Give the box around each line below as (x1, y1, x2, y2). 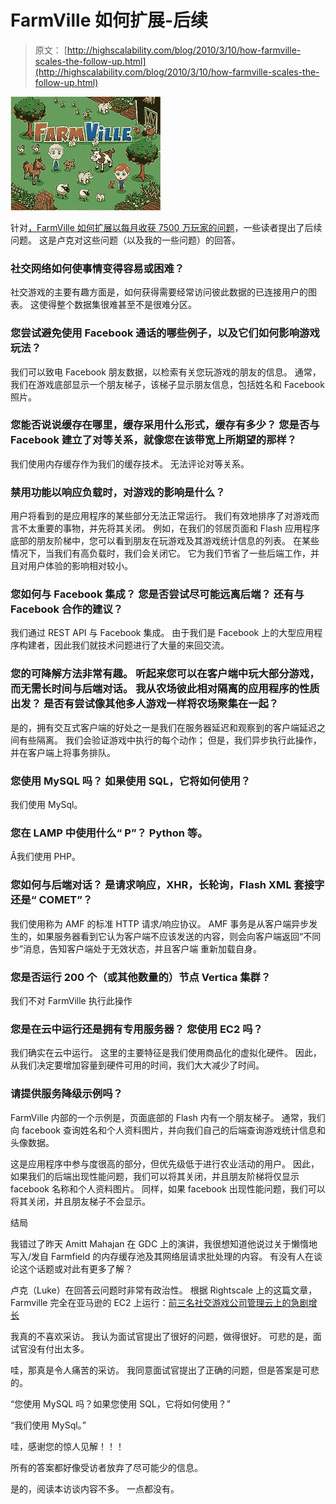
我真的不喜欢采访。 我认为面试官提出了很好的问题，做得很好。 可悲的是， (10, 1330, 313, 1342)
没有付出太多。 (27, 1342, 90, 1355)
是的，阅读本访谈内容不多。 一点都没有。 (10, 1482, 180, 1495)
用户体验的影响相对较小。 (27, 560, 133, 572)
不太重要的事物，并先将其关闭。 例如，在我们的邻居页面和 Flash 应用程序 (18, 522, 320, 535)
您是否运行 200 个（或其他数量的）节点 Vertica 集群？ (10, 970, 272, 984)
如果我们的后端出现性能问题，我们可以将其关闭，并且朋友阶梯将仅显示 (10, 1170, 300, 1182)
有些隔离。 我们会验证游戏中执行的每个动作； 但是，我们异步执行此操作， (18, 734, 322, 746)
